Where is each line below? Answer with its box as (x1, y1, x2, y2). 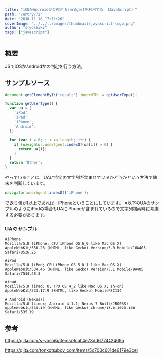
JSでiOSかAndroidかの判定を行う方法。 (5, 63, 85, 69)
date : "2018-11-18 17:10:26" (5, 16, 65, 21)
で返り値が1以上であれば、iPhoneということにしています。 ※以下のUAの (5, 200, 151, 205)
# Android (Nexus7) (5, 297, 45, 302)
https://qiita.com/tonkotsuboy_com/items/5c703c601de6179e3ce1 (5, 347, 138, 353)
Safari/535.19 (5, 309, 34, 314)
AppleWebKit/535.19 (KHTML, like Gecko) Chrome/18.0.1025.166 (5, 305, 135, 310)
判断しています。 (13, 180, 48, 186)
